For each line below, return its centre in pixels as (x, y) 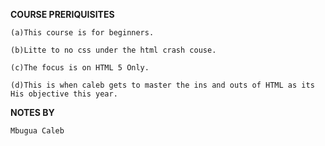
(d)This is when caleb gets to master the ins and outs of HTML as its (162, 85)
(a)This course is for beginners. (82, 33)
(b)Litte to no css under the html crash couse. (113, 50)
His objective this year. (64, 94)
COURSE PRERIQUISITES (62, 14)
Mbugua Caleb (37, 131)
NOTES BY (32, 112)
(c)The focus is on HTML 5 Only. (80, 68)
